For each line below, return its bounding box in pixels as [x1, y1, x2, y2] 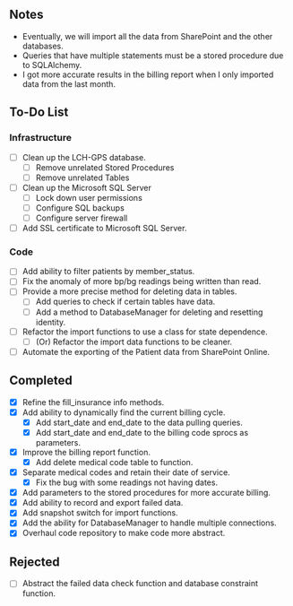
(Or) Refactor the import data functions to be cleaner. [35, 336, 233, 347]
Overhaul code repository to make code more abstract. [22, 528, 226, 539]
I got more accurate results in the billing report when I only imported [22, 69, 274, 80]
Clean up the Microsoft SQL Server [22, 182, 152, 193]
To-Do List [9, 105, 69, 120]
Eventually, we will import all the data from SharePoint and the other [22, 30, 273, 41]
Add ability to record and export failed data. [22, 498, 184, 508]
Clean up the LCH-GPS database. [22, 151, 146, 162]
